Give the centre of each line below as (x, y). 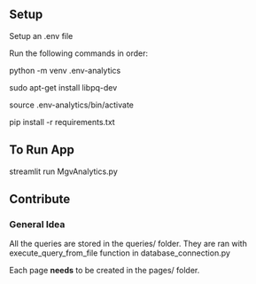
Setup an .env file (41, 35)
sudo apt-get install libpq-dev (63, 87)
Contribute (40, 199)
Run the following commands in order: (79, 53)
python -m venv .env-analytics (65, 70)
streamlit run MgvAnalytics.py (63, 171)
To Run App (42, 150)
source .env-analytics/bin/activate (72, 105)
